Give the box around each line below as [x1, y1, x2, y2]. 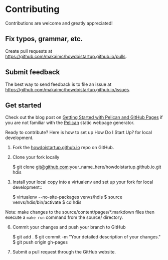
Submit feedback [5, 68, 60, 76]
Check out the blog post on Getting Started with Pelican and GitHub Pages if [5, 114, 163, 120]
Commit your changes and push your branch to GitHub [12, 224, 126, 230]
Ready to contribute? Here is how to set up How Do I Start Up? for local [5, 129, 152, 136]
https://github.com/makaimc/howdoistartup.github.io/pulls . [5, 53, 127, 59]
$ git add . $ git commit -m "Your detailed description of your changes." [12, 234, 161, 240]
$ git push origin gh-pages [12, 239, 68, 245]
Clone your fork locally [12, 154, 60, 160]
